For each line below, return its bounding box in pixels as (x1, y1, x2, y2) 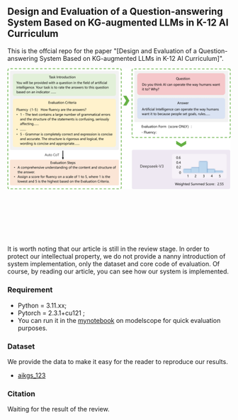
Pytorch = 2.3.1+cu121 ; (17, 308, 85, 317)
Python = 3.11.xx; (17, 301, 67, 310)
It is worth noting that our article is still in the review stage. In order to (7, 244, 210, 254)
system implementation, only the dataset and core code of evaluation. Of (7, 260, 220, 268)
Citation (7, 389, 35, 399)
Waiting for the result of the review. (7, 405, 110, 414)
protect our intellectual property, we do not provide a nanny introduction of (7, 252, 226, 261)
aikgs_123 (17, 371, 46, 380)
